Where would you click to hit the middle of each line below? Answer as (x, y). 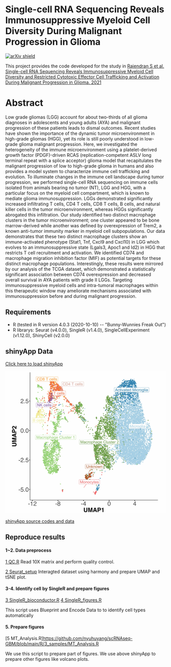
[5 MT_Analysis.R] (24, 638)
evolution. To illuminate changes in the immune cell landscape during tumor (85, 177)
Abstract (24, 103)
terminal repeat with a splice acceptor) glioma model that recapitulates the (83, 160)
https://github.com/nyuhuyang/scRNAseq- (88, 638)
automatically (19, 615)
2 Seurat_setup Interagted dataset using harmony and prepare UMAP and (82, 571)
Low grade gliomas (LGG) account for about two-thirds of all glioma (76, 117)
